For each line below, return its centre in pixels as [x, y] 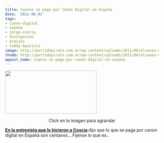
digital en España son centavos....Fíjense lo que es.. [57, 135]
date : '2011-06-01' [25, 14]
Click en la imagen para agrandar [82, 121]
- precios [15, 41]
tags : [10, 19]
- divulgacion [20, 37]
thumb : [12, 55]
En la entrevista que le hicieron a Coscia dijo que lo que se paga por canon [81, 130]
